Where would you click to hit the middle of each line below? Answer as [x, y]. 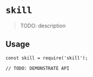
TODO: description [43, 25]
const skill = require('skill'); [47, 58]
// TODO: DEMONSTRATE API [37, 68]
